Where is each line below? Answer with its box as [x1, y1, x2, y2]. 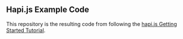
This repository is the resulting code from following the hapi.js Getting [6, 20, 177, 27]
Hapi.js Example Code [6, 5, 90, 15]
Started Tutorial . [6, 27, 46, 34]
